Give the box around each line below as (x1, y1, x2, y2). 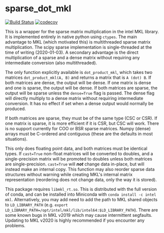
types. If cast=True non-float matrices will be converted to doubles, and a (5, 150, 153, 157)
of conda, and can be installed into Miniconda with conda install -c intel (5, 191, 157, 197)
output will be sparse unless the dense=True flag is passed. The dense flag (5, 90, 155, 96)
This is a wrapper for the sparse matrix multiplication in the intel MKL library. (5, 28, 159, 34)
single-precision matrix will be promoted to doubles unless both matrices (5, 156, 153, 162)
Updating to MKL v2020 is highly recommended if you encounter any (5, 217, 145, 223)
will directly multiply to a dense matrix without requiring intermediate (5, 95, 143, 101)
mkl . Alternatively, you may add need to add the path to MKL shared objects (5, 196, 158, 202)
